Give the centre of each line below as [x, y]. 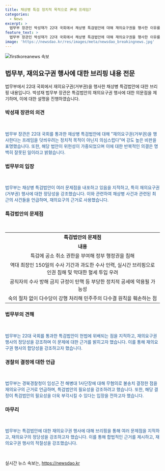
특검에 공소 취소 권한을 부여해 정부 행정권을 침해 [82, 256]
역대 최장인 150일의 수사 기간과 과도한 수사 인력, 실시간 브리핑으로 [82, 265]
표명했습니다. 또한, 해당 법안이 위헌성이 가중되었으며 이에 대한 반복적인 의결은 [79, 146]
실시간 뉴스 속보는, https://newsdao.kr [42, 463]
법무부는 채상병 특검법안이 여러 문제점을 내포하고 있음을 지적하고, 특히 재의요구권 [82, 187]
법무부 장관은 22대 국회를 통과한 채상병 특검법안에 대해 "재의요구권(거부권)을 [79, 134]
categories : [17, 14]
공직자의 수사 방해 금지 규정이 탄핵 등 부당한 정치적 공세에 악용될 [80, 282]
